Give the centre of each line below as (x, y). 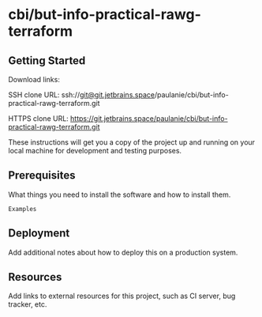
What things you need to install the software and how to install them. (120, 194)
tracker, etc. (28, 304)
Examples (22, 209)
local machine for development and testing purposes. (95, 151)
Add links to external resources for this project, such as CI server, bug (122, 296)
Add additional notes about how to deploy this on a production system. (123, 252)
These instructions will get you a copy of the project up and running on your (131, 142)
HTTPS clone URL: (38, 119)
